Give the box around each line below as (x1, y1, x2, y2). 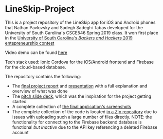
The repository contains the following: (5, 73, 81, 79)
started (12, 98, 27, 104)
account (12, 129, 29, 135)
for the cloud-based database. (5, 64, 67, 70)
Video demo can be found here (5, 50, 68, 55)
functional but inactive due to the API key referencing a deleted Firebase (12, 124, 158, 130)
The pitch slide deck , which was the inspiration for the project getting (12, 93, 152, 99)
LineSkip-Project (5, 3, 74, 15)
